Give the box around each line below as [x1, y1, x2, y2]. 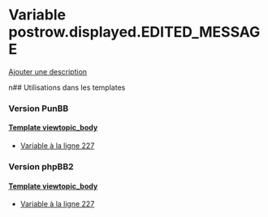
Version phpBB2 [8, 160, 75, 172]
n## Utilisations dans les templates [8, 83, 126, 92]
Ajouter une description [8, 66, 88, 76]
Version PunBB [8, 103, 69, 114]
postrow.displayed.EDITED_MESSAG [8, 23, 261, 41]
